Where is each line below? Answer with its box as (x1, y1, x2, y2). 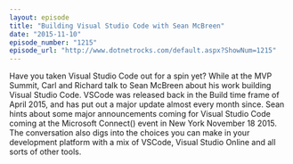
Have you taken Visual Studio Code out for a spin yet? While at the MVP (9, 70, 273, 81)
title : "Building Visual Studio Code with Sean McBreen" (9, 21, 225, 30)
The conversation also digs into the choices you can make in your (9, 127, 250, 138)
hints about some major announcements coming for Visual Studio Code (9, 109, 272, 119)
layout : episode (9, 12, 69, 22)
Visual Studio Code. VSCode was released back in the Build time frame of (9, 90, 280, 101)
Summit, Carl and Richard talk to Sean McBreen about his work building (9, 80, 272, 91)
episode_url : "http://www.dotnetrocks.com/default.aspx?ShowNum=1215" (9, 46, 277, 55)
